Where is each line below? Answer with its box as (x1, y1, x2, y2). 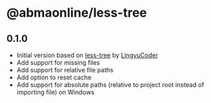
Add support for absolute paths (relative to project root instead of (16, 81, 205, 88)
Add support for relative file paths (16, 66, 114, 74)
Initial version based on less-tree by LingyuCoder (16, 51, 158, 59)
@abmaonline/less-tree (6, 5, 147, 21)
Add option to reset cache (16, 73, 92, 81)
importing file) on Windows (16, 88, 95, 96)
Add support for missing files (16, 58, 100, 67)
